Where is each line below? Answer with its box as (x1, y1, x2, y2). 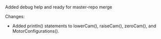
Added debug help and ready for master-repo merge (5, 4, 113, 10)
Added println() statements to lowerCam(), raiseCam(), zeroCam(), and (12, 23, 157, 29)
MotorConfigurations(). (12, 28, 59, 34)
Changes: (5, 14, 25, 19)
